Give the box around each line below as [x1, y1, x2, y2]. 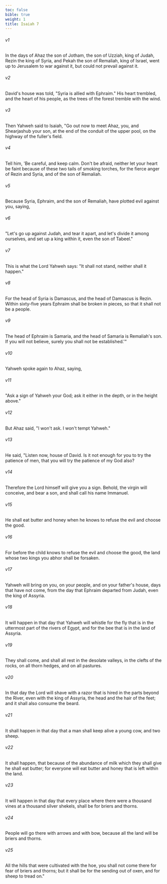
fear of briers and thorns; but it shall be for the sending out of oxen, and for [5, 868, 160, 874]
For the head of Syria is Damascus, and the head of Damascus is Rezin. [5, 295, 152, 302]
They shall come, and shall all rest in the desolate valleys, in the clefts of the [5, 657, 162, 663]
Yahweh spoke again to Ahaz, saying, [5, 365, 82, 372]
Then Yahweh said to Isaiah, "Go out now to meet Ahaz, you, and [5, 123, 139, 129]
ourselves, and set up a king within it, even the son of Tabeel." [5, 236, 133, 242]
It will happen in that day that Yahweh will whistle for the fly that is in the [5, 619, 154, 626]
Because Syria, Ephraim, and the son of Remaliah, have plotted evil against [5, 198, 159, 204]
